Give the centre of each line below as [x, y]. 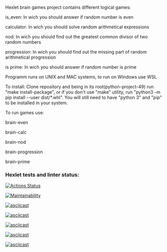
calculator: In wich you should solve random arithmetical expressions [77, 27]
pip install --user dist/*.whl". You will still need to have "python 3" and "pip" [83, 97]
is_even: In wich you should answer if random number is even [70, 17]
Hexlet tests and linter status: [42, 175]
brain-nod [16, 142]
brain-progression [24, 152]
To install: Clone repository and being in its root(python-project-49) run [80, 87]
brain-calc [16, 132]
